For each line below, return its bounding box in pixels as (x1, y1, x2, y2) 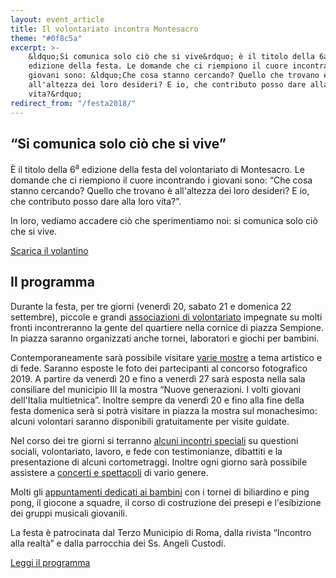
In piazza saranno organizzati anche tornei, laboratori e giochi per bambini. (10, 332, 320, 344)
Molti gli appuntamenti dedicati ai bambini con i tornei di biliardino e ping (10, 486, 310, 498)
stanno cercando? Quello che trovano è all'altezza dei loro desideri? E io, (10, 184, 310, 196)
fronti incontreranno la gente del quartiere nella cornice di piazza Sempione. (10, 321, 325, 333)
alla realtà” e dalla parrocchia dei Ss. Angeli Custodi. (10, 537, 227, 549)
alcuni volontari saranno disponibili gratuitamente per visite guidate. (10, 415, 290, 427)
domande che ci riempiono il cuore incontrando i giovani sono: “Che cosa (10, 174, 313, 186)
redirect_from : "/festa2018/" (10, 98, 137, 108)
